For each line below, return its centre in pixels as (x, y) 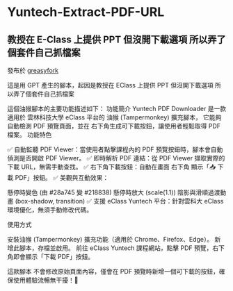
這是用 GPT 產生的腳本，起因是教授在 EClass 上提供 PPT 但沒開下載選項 (110, 85)
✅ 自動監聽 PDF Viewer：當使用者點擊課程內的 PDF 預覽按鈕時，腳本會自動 (115, 149)
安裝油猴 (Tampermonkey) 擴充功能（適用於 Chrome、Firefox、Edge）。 (110, 239)
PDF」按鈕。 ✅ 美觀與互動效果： (62, 177)
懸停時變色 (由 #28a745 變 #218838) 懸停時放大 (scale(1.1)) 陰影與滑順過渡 (114, 192)
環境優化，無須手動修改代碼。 (50, 210)
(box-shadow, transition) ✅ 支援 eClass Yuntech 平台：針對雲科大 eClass (119, 201)
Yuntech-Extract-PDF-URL (86, 12)
